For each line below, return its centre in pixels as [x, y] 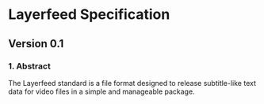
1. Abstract [30, 66]
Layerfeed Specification [89, 15]
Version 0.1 [36, 44]
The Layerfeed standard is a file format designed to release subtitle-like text [132, 83]
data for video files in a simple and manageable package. [102, 91]
